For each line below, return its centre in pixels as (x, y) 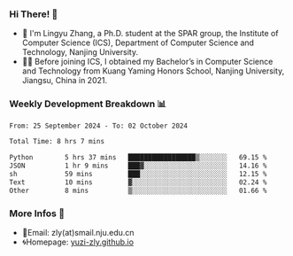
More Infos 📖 (37, 213)
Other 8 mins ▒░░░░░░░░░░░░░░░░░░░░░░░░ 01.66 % (138, 190)
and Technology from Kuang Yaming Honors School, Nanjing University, (153, 71)
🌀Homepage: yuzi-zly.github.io (78, 242)
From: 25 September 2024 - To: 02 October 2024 (99, 126)
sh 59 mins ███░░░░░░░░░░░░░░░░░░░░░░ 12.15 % (138, 175)
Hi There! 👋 (34, 14)
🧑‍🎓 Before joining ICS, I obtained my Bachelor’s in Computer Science (147, 62)
